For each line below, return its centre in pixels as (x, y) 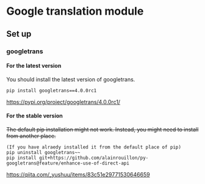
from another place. (31, 136)
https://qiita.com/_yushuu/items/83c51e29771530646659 (78, 174)
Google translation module (75, 11)
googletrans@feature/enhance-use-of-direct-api (68, 163)
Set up (19, 34)
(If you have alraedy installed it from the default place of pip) (94, 147)
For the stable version (34, 116)
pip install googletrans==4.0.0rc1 (52, 90)
